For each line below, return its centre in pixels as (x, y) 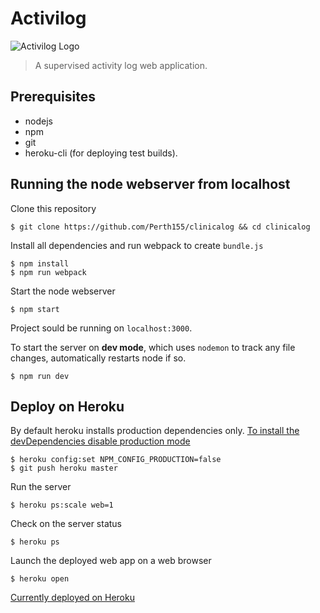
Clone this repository (53, 208)
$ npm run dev (40, 376)
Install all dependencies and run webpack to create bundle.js (137, 245)
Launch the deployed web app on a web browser (111, 561)
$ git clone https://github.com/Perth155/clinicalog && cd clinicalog (160, 227)
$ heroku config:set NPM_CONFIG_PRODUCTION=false (116, 460)
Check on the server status (66, 524)
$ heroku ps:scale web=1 (62, 505)
